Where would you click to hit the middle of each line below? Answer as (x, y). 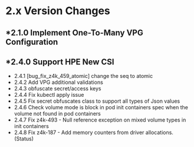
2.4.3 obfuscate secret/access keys (57, 89)
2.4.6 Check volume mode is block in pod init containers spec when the (101, 107)
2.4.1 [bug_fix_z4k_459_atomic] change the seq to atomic (83, 76)
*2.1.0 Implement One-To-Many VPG (75, 33)
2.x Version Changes (58, 11)
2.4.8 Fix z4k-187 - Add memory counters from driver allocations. (93, 133)
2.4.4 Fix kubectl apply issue (49, 95)
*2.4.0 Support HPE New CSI (60, 62)
